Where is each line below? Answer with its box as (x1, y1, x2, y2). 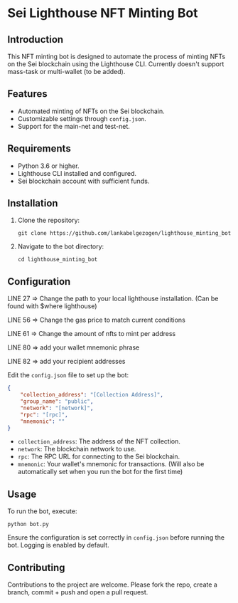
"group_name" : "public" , (20, 398, 94, 405)
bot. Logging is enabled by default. (7, 541, 109, 550)
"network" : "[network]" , (20, 404, 94, 411)
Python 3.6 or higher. (17, 162, 80, 170)
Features (7, 88, 48, 100)
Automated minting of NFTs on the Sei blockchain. (17, 107, 165, 115)
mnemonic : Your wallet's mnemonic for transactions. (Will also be (17, 460, 205, 468)
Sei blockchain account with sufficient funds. (17, 177, 150, 185)
